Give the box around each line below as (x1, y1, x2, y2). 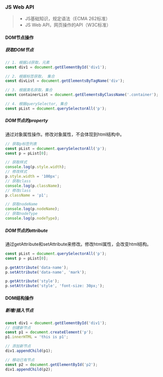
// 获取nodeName (5, 202, 38, 207)
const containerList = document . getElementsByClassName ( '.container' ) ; (5, 92, 158, 97)
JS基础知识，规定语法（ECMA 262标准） (25, 16, 111, 22)
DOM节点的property (5, 118, 48, 124)
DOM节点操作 (5, 34, 34, 40)
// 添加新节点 (5, 344, 31, 349)
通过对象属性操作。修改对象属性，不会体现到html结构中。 (5, 131, 125, 137)
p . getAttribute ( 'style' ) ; (5, 279, 59, 284)
